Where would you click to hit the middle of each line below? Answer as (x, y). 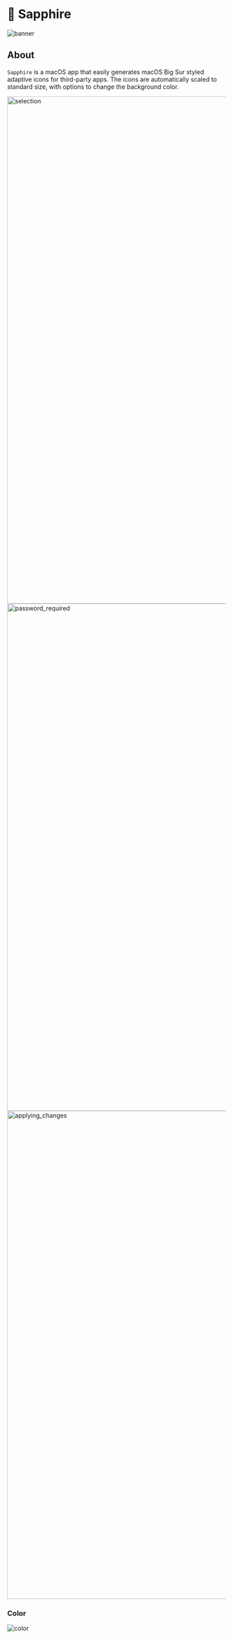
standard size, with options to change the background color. (93, 87)
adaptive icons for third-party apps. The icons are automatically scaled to (112, 79)
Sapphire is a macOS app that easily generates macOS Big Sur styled (106, 71)
